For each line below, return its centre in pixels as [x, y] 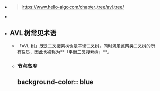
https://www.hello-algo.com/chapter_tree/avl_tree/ [73, 7]
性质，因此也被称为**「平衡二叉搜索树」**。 [66, 52]
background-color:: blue [55, 82]
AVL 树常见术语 [33, 33]
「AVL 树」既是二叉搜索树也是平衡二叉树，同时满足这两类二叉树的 [84, 45]
